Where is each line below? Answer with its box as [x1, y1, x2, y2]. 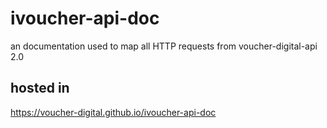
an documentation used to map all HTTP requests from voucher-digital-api [10, 40, 318, 52]
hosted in [10, 80, 70, 97]
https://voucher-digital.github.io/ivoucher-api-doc [10, 106, 217, 118]
